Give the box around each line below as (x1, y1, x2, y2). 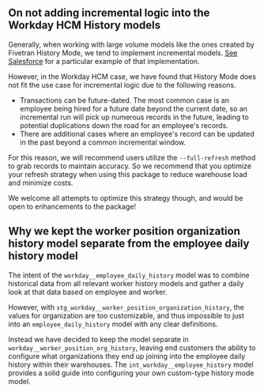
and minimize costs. (8, 178, 74, 187)
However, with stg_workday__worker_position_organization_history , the (8, 302, 245, 311)
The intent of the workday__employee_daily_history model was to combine (8, 270, 251, 280)
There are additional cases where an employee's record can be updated (19, 129, 255, 138)
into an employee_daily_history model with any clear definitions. (8, 319, 218, 329)
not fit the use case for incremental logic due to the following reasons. (8, 80, 237, 89)
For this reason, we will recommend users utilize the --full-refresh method (8, 153, 256, 162)
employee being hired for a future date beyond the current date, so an (19, 104, 247, 113)
